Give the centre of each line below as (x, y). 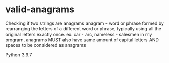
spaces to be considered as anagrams (46, 45)
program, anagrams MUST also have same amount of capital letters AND (82, 40)
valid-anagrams (40, 9)
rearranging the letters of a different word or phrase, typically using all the (83, 28)
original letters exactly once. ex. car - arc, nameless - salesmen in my (79, 34)
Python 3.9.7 (19, 55)
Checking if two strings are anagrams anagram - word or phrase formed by (84, 23)
